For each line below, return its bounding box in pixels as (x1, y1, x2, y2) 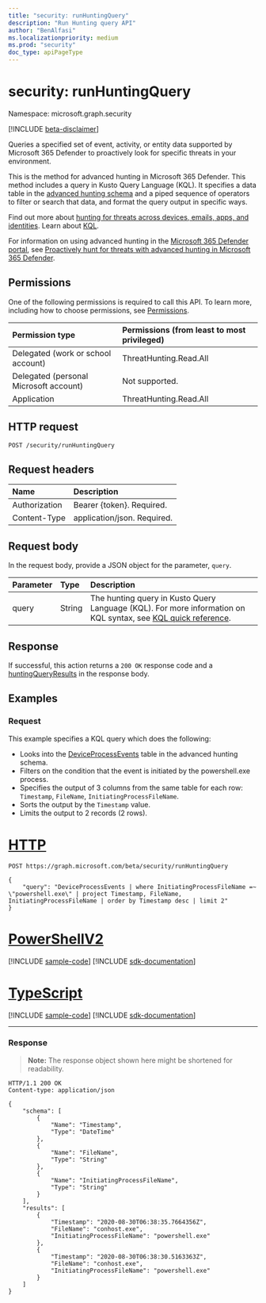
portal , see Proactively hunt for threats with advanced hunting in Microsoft (8, 244, 251, 254)
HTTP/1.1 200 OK (8, 1079, 62, 1087)
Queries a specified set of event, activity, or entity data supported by (8, 140, 233, 149)
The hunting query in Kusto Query (89, 592, 216, 604)
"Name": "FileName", (50, 1148, 119, 1156)
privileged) (122, 334, 165, 345)
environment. (8, 156, 51, 166)
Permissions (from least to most (122, 324, 246, 335)
